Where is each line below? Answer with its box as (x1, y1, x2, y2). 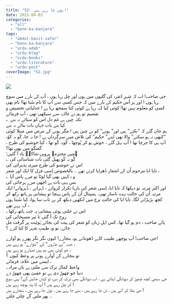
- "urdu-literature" (10, 60, 54, 65)
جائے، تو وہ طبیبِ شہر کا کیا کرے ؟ (6, 225, 70, 231)
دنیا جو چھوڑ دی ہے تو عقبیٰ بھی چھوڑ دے (6, 270, 83, 276)
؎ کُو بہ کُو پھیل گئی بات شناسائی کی (6, 156, 76, 162)
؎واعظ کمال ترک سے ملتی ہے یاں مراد (6, 264, 80, 270)
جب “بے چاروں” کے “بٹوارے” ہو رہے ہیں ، (6, 241, 75, 247)
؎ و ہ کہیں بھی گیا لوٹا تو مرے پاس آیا (6, 173, 75, 179)
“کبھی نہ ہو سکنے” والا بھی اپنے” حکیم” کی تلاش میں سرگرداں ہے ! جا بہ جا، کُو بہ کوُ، (6, 134, 166, 139)
